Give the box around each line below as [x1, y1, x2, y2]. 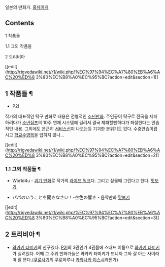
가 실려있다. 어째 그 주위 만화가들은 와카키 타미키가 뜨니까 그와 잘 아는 [12, 250, 146, 256]
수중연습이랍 [133, 126, 158, 132]
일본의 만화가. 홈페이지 [5, 4, 49, 10]
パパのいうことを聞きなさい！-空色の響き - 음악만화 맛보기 [12, 194, 130, 200]
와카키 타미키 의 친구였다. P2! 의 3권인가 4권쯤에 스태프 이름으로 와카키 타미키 [12, 244, 160, 250]
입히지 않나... [39, 132, 65, 137]
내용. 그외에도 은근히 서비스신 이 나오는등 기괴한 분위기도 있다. [14, 126, 133, 132]
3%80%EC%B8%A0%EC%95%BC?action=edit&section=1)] [35, 74, 159, 80]
